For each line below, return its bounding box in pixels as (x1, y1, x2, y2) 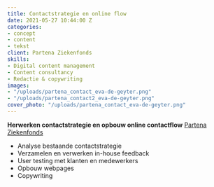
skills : (7, 56, 30, 63)
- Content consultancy (7, 69, 73, 76)
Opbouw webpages (17, 164, 75, 172)
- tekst (7, 43, 30, 50)
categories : (7, 23, 42, 30)
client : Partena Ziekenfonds (7, 50, 92, 57)
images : (7, 82, 30, 89)
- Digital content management (7, 62, 96, 69)
